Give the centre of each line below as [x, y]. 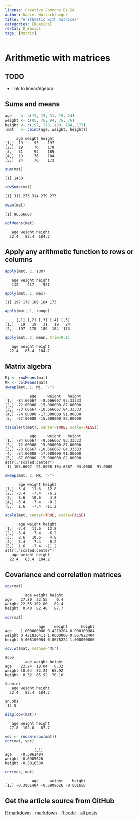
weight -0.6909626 [24, 759]
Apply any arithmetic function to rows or [69, 252]
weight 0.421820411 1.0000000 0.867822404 [50, 635]
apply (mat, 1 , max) [25, 293]
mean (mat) [15, 205]
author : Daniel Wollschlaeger [37, 15]
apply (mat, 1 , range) [28, 311]
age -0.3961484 [24, 755]
